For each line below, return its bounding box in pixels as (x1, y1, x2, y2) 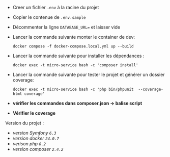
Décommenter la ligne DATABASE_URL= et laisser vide (12, 24, 121, 30)
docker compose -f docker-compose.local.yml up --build (12, 44, 134, 49)
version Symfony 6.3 (12, 130, 56, 136)
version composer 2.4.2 (12, 146, 64, 152)
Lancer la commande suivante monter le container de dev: (12, 34, 135, 40)
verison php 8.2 (12, 141, 46, 147)
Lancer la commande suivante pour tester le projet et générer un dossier (12, 71, 165, 77)
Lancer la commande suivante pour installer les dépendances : (12, 53, 145, 59)
